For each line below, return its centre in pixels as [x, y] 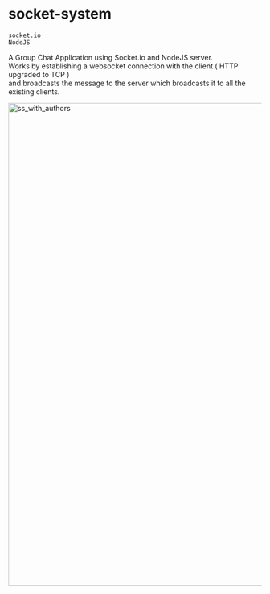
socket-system [60, 14]
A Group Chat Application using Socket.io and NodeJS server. [110, 57]
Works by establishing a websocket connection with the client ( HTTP [123, 66]
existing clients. [34, 91]
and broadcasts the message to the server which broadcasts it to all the [127, 83]
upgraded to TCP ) [39, 74]
